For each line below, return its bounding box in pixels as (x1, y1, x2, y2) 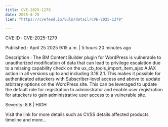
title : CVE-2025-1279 (5, 7, 51, 13)
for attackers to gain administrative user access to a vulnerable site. (5, 92, 147, 98)
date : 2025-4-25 (5, 12, 39, 17)
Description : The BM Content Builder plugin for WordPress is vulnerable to (5, 54, 161, 60)
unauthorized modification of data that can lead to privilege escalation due (5, 60, 161, 66)
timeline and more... (5, 117, 47, 123)
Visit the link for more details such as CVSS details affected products (5, 111, 149, 117)
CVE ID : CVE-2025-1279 (5, 35, 57, 41)
